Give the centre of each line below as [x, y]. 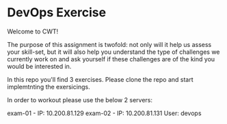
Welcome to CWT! [33, 31]
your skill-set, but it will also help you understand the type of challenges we [113, 52]
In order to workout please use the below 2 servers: [80, 99]
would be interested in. [39, 66]
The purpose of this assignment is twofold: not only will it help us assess [109, 44]
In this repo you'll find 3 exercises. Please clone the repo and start [100, 79]
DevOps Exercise [57, 13]
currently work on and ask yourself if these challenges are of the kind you [111, 59]
